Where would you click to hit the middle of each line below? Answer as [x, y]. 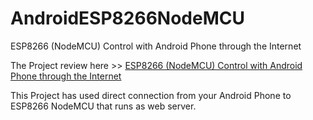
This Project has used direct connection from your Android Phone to [151, 95]
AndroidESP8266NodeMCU [127, 18]
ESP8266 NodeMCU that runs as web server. [103, 106]
